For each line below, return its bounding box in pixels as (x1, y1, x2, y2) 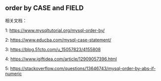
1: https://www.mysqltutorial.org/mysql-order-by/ (5, 27, 105, 33)
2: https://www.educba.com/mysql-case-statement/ (5, 37, 112, 43)
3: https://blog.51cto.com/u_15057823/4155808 (5, 46, 101, 52)
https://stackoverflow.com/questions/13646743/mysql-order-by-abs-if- (10, 65, 156, 71)
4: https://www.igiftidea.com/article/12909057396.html (5, 56, 117, 62)
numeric (5, 71, 22, 77)
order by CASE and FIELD (5, 4, 84, 12)
